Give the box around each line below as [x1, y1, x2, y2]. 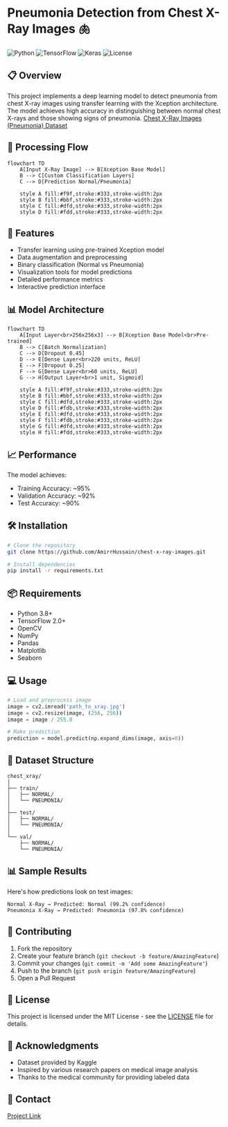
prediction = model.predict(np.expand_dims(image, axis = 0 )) [7, 735, 185, 742]
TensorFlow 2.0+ [17, 617, 66, 625]
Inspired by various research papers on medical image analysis [17, 1066, 198, 1074]
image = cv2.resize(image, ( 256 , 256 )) [7, 709, 123, 717]
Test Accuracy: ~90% [17, 499, 80, 507]
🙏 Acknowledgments [7, 1039, 99, 1051]
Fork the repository [17, 944, 73, 952]
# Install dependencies [7, 561, 76, 568]
